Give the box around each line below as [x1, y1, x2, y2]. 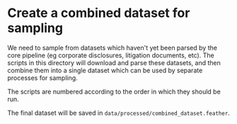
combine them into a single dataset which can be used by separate [7, 66, 203, 74]
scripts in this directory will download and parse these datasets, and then [7, 58, 221, 67]
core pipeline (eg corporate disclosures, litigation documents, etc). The [7, 51, 214, 60]
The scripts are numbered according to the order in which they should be [7, 87, 221, 96]
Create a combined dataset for [7, 5, 190, 21]
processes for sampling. [7, 73, 78, 82]
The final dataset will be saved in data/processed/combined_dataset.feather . [7, 108, 230, 117]
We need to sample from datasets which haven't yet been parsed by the [7, 43, 218, 52]
